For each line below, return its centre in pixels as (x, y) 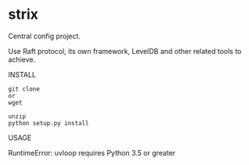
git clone (24, 89)
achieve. (22, 59)
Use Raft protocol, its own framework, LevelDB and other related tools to (125, 51)
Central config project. (44, 36)
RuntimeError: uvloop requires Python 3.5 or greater (92, 152)
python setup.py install (49, 123)
